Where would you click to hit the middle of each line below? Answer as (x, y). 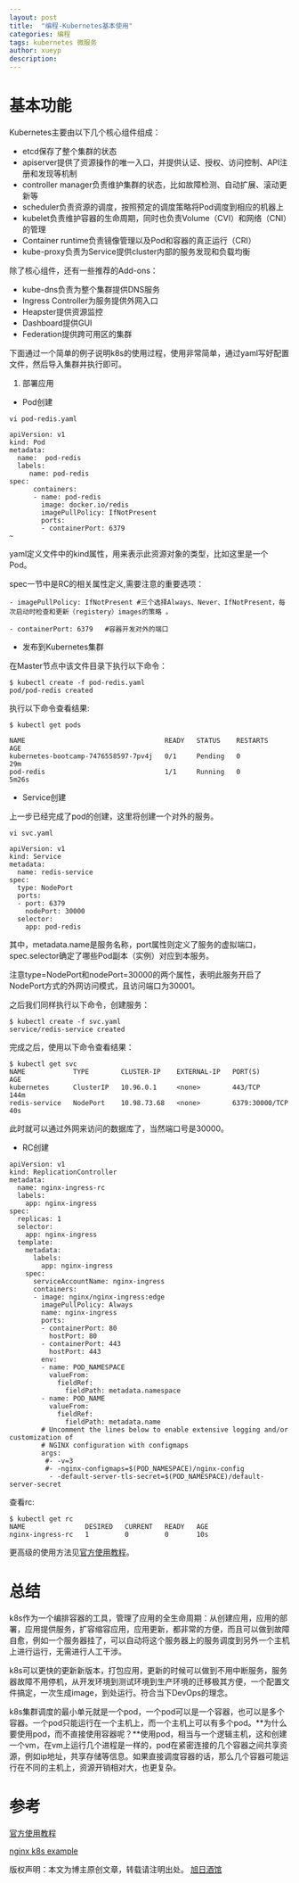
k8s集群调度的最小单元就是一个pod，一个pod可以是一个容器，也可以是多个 (147, 1711)
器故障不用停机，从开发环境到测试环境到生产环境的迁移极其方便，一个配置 (145, 1681)
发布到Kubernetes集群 (63, 647)
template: (35, 1242)
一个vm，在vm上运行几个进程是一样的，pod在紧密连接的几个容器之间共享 (145, 1745)
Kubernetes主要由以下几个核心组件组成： (85, 132)
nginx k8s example (44, 1851)
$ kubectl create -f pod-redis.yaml (77, 682)
